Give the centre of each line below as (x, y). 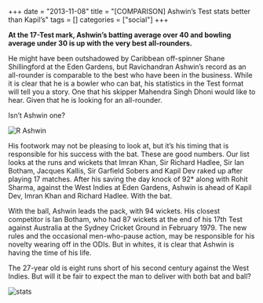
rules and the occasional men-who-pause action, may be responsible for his (131, 236)
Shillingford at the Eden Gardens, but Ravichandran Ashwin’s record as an (127, 67)
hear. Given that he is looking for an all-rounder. (85, 100)
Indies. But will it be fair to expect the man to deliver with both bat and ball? (130, 276)
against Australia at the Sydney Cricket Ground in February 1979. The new (128, 228)
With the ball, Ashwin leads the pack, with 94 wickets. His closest (114, 211)
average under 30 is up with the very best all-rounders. (100, 43)
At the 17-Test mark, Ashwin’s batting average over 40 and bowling (120, 35)
